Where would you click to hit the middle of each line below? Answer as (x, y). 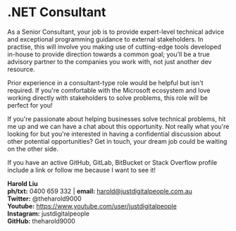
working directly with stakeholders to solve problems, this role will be (107, 98)
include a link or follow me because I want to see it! (82, 170)
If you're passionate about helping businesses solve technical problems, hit (117, 119)
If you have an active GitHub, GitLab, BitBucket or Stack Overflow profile (112, 162)
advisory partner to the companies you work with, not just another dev (110, 61)
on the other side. (33, 149)
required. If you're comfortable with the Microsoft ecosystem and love (109, 90)
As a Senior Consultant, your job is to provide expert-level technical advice (116, 32)
